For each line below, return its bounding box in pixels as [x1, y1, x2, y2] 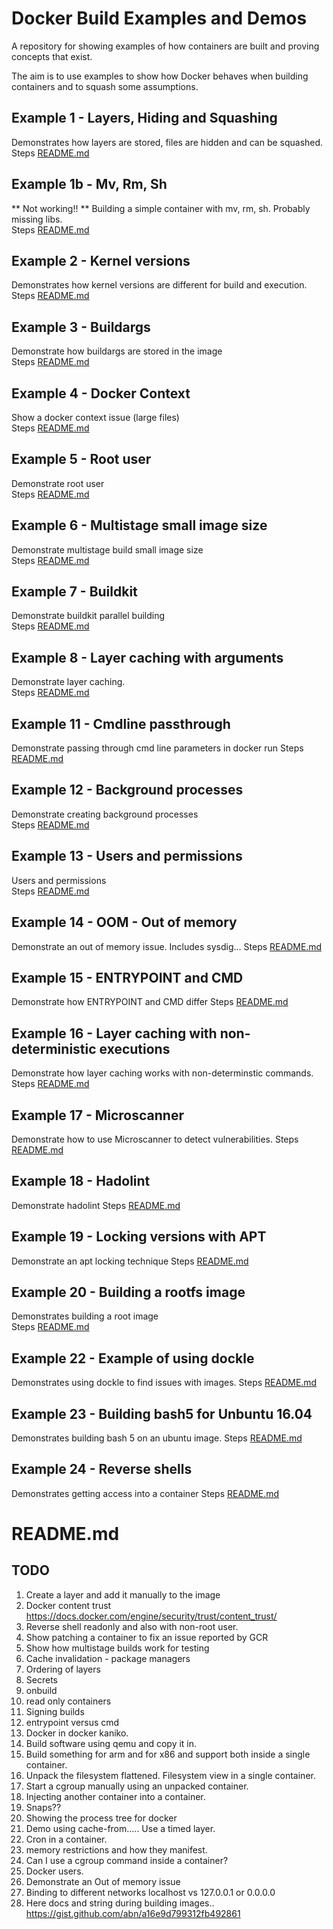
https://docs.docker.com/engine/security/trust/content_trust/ [25, 1610, 278, 1622]
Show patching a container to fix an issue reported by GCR [25, 1631, 269, 1643]
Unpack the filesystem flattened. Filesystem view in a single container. [25, 1769, 316, 1781]
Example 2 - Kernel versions [11, 252, 191, 269]
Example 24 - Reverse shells [11, 1461, 193, 1478]
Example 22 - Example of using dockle [11, 1350, 255, 1367]
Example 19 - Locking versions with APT [11, 1228, 267, 1246]
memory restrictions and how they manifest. [25, 1843, 208, 1856]
